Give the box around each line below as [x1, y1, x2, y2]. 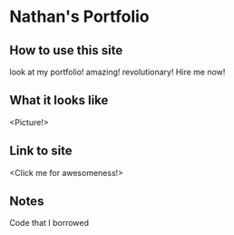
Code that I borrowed [9, 218, 89, 229]
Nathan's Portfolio [9, 6, 150, 27]
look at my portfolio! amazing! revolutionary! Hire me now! [9, 66, 226, 77]
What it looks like [9, 93, 109, 108]
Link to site [9, 143, 73, 159]
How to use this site [9, 43, 123, 58]
